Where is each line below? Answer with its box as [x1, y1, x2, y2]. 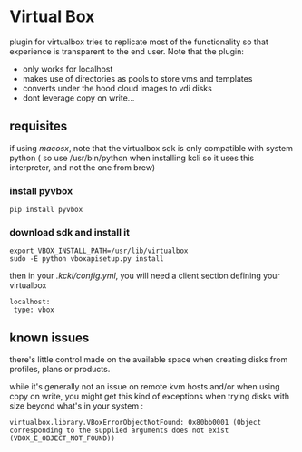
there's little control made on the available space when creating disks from [9, 354, 288, 365]
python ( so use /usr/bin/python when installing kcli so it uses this [9, 152, 255, 163]
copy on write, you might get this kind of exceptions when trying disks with [9, 391, 290, 402]
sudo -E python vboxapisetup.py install [9, 255, 165, 264]
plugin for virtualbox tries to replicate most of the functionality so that [9, 36, 269, 47]
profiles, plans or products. [9, 364, 111, 375]
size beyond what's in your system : [9, 400, 143, 411]
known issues [9, 330, 90, 345]
